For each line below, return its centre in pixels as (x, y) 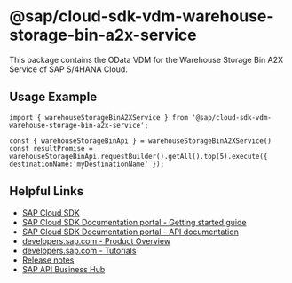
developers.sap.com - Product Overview (96, 240)
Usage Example (53, 97)
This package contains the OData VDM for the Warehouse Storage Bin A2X (146, 59)
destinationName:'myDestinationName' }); (87, 164)
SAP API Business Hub (63, 269)
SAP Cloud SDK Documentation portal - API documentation (130, 232)
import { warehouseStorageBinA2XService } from (99, 117)
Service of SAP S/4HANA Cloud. (69, 69)
